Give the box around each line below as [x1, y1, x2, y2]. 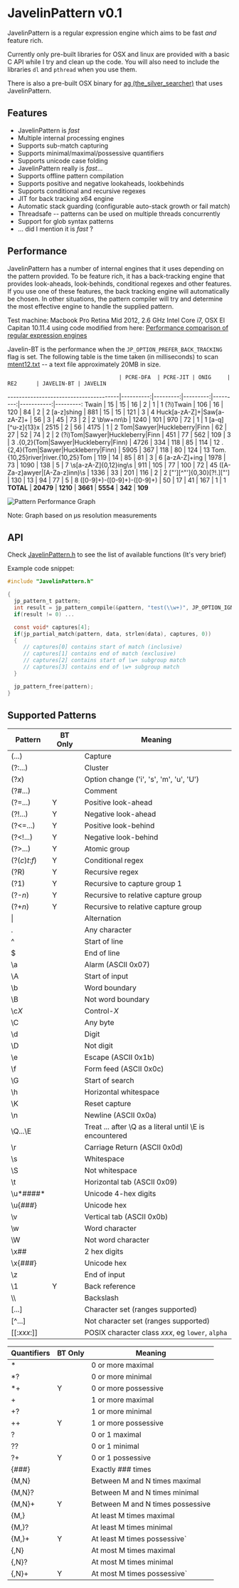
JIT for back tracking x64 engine [17, 194, 114, 202]
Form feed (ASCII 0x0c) [84, 1064, 164, 1074]
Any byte [84, 1018, 115, 1028]
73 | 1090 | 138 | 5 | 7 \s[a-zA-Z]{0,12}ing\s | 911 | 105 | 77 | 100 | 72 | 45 [7, 460, 218, 469]
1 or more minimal [91, 1406, 152, 1416]
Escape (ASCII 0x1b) [84, 1053, 155, 1063]
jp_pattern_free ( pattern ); [14, 683, 94, 690]
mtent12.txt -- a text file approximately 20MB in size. [7, 360, 161, 368]
